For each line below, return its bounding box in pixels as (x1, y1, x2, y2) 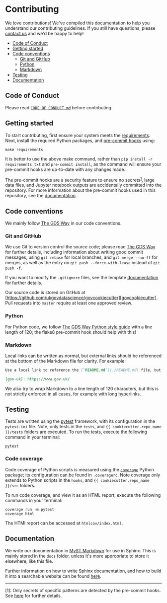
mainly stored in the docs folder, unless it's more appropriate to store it (5, 553, 149, 559)
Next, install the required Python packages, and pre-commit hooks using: (5, 138, 155, 144)
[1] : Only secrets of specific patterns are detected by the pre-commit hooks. (5, 587, 161, 593)
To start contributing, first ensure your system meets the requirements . (5, 132, 151, 138)
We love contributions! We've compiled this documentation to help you (5, 20, 150, 26)
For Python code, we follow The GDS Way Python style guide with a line (5, 324, 153, 330)
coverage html (5, 511, 35, 516)
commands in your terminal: (5, 497, 63, 503)
